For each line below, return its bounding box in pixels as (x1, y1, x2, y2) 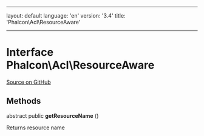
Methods (6, 96, 41, 106)
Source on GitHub (6, 78, 52, 86)
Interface (6, 46, 53, 59)
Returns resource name (6, 124, 65, 131)
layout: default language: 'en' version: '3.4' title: (6, 12, 126, 19)
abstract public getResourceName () (6, 112, 99, 119)
